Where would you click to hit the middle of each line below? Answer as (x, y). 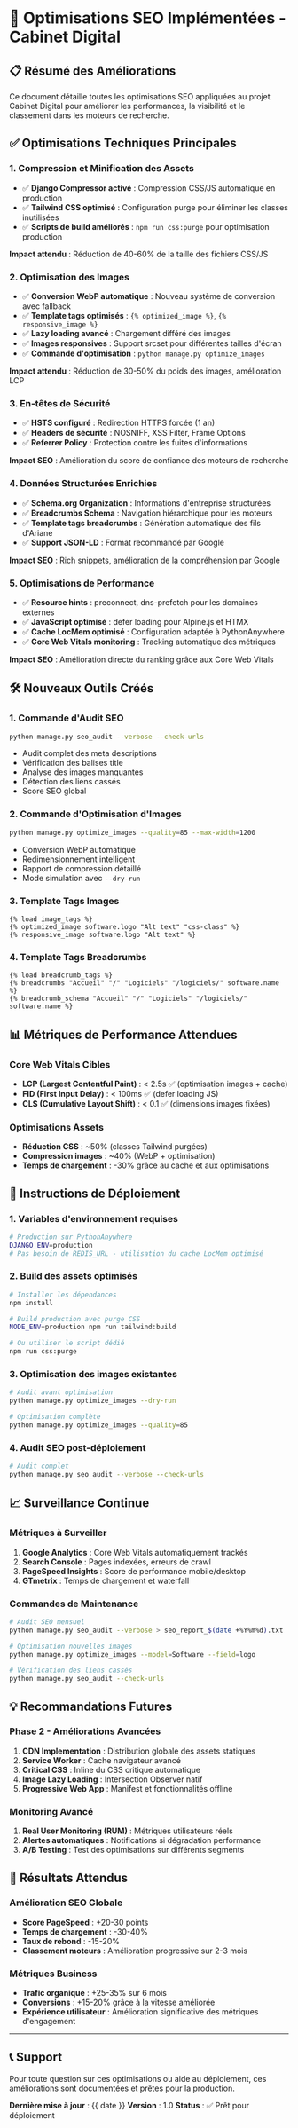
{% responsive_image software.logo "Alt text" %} (103, 934)
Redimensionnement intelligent (78, 859)
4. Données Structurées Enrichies (83, 484)
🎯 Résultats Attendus (69, 1877)
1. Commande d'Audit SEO (67, 718)
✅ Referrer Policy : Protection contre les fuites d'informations (135, 443)
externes (38, 612)
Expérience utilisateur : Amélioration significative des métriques (140, 2012)
